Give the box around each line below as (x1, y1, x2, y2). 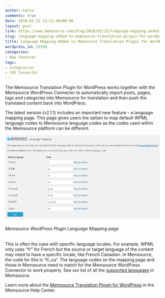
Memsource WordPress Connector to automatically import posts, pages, (5, 90, 151, 96)
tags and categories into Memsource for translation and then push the (5, 95, 147, 101)
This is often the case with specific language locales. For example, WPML (5, 241, 154, 247)
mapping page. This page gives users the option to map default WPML (5, 115, 148, 121)
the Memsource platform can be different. (5, 126, 90, 132)
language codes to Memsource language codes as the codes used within (5, 120, 154, 126)
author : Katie (5, 8, 34, 13)
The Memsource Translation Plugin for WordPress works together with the (5, 84, 156, 91)
